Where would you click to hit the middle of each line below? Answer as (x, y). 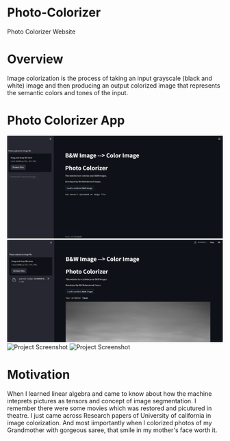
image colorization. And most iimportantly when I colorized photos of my (110, 423)
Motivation (39, 375)
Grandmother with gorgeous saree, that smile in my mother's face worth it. (112, 430)
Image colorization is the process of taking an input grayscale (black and (110, 78)
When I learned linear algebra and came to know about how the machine (110, 393)
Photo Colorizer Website (41, 32)
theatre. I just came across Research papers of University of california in (109, 415)
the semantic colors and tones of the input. (68, 92)
